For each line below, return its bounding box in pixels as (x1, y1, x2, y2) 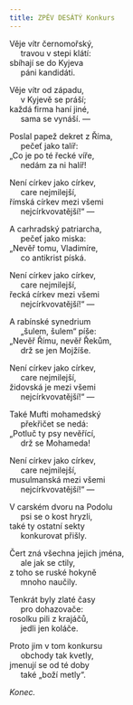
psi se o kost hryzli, (20, 511, 93, 522)
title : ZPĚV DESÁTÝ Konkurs (9, 13, 116, 23)
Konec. (9, 686, 36, 697)
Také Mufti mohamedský (9, 409, 101, 419)
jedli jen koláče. (20, 623, 79, 634)
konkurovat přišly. (20, 530, 88, 540)
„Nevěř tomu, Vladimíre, (9, 242, 99, 253)
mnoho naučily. (20, 576, 78, 587)
